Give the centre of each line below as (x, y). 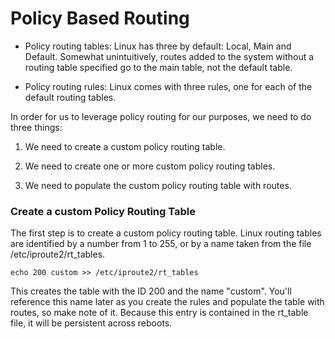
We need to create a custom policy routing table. (125, 146)
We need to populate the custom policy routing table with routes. (158, 185)
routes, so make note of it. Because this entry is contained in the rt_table (159, 313)
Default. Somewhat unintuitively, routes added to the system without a (169, 56)
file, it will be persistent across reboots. (91, 323)
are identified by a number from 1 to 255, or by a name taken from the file (161, 244)
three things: (36, 127)
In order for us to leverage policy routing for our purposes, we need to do (161, 116)
